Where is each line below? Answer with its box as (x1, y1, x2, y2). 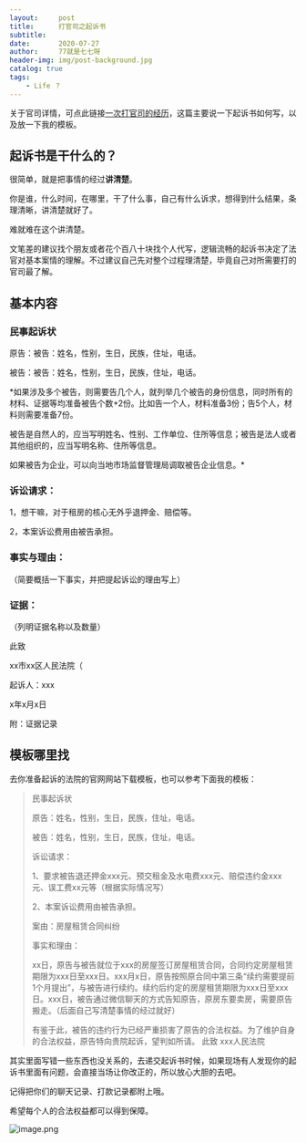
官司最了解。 (9, 266, 57, 277)
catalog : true (9, 65, 64, 74)
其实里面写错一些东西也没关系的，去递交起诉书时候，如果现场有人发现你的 (9, 1055, 289, 1065)
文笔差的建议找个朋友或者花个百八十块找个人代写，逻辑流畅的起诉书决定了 (9, 244, 289, 255)
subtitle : (9, 30, 47, 39)
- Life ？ (25, 81, 62, 90)
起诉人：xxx (9, 680, 55, 691)
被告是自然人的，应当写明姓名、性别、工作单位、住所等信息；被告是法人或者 (9, 429, 297, 440)
